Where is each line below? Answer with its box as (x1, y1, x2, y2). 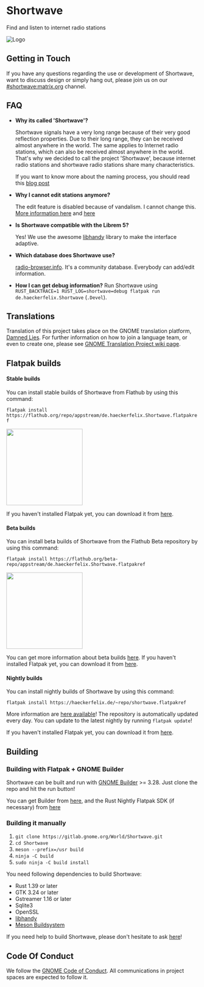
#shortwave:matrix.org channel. (6, 83, 86, 90)
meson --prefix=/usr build (15, 847, 84, 853)
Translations (6, 311, 55, 321)
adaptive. (15, 240, 39, 247)
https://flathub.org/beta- (49, 556, 119, 562)
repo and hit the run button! (6, 785, 76, 793)
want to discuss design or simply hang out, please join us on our (6, 76, 168, 83)
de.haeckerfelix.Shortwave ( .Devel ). (15, 293, 107, 301)
